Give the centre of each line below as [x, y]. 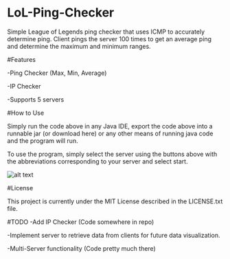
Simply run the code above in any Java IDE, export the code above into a [110, 126]
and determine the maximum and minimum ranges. [79, 46]
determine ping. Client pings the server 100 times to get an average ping [109, 38]
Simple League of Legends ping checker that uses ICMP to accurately [106, 32]
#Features [22, 59]
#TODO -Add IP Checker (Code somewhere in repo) [81, 222]
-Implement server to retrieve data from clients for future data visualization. [114, 235]
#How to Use [26, 113]
